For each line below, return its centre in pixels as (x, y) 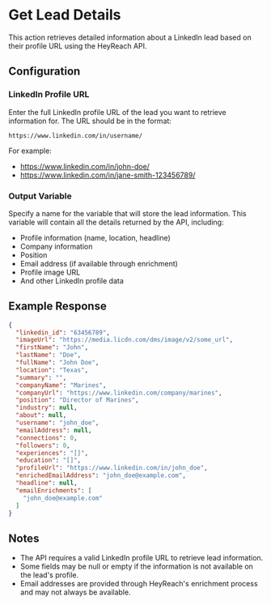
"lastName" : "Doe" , (49, 355)
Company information (56, 246)
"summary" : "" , (41, 377)
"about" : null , (41, 415)
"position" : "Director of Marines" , (77, 400)
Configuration (44, 72)
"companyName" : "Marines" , (61, 385)
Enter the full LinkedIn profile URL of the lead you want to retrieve (117, 112)
